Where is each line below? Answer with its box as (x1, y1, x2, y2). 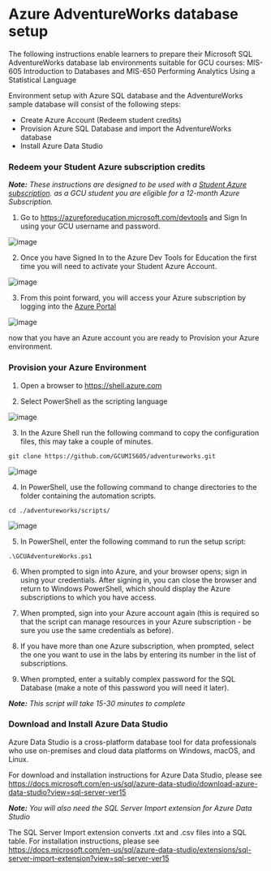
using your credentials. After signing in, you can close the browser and (19, 574, 257, 585)
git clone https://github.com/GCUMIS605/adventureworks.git (8, 452, 217, 460)
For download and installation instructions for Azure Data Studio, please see (8, 769, 262, 780)
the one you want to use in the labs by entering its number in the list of (19, 649, 256, 659)
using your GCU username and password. (19, 221, 161, 232)
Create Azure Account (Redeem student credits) (19, 115, 182, 124)
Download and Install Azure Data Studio (8, 718, 169, 730)
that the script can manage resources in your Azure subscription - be (19, 617, 252, 626)
